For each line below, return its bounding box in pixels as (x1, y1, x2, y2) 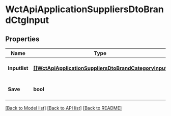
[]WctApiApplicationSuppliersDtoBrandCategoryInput (33, 65, 167, 72)
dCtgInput (5, 14, 49, 26)
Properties (5, 35, 40, 43)
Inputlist (8, 65, 28, 72)
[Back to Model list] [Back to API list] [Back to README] (5, 105, 122, 111)
